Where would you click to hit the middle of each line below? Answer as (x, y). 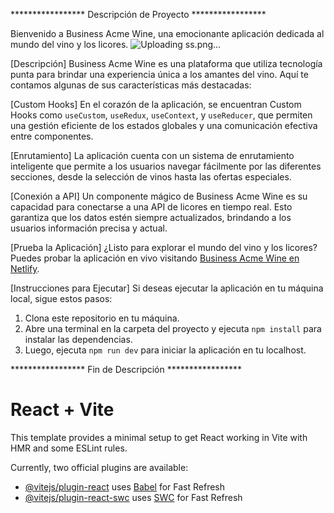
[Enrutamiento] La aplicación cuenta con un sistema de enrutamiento (152, 155)
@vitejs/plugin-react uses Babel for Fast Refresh (125, 486)
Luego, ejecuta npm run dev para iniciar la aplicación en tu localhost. (165, 350)
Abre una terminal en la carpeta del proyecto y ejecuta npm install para (173, 328)
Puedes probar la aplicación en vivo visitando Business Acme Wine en (155, 258)
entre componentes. (52, 136)
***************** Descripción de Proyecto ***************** (138, 14)
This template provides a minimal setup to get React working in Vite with (159, 437)
